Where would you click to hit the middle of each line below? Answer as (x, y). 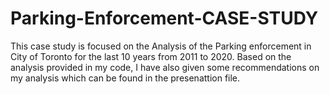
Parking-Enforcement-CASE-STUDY (164, 18)
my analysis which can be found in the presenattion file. (125, 78)
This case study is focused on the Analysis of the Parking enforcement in (161, 46)
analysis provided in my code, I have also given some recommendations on (165, 67)
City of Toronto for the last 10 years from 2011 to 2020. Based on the (151, 56)
